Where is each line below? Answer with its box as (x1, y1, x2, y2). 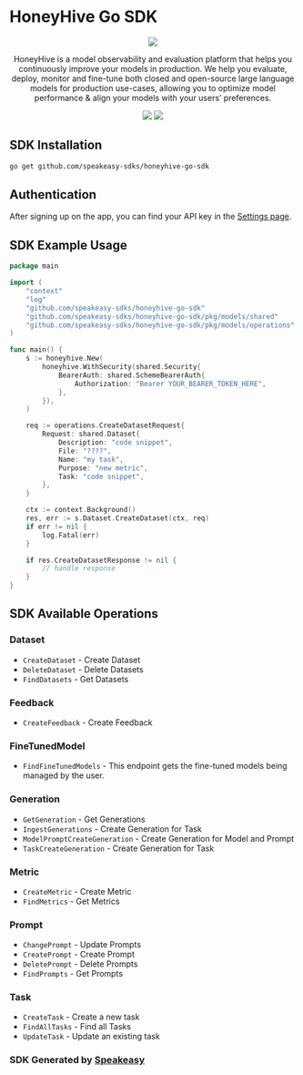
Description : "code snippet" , (57, 438, 173, 447)
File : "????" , (57, 446, 112, 456)
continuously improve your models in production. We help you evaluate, (18, 63, 288, 74)
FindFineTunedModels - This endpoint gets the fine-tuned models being (22, 761, 288, 772)
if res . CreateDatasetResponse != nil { (25, 556, 177, 565)
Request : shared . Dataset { (42, 430, 141, 439)
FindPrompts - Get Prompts (22, 968, 124, 979)
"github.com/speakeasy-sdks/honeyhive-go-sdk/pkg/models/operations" (25, 321, 296, 330)
